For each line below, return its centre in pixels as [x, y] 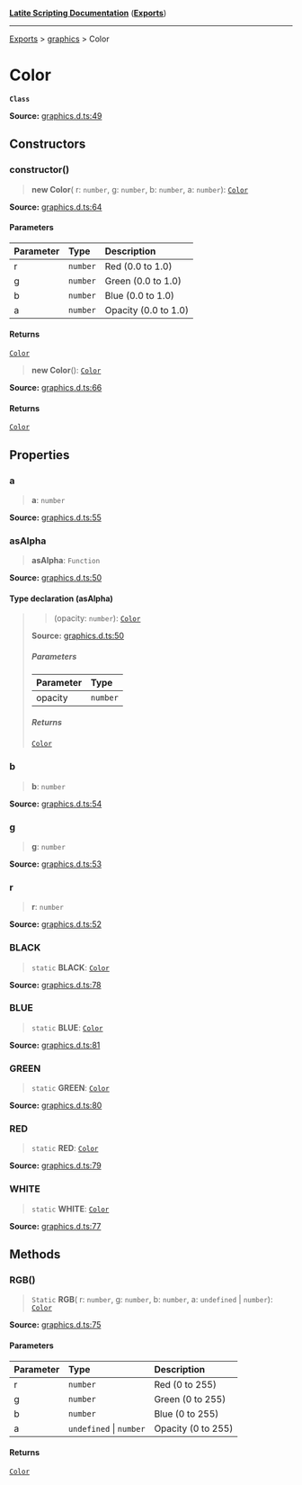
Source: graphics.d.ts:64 [56, 207]
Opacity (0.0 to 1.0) [147, 310]
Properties [40, 455]
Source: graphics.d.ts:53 [55, 864]
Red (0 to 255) [186, 1384]
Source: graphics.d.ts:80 [56, 1105]
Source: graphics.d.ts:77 [55, 1226]
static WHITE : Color [70, 1209]
